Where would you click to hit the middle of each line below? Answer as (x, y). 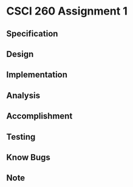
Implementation (37, 75)
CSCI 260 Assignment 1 (67, 11)
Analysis (23, 95)
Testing (21, 137)
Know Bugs (28, 157)
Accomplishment (39, 116)
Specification (32, 34)
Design (20, 54)
